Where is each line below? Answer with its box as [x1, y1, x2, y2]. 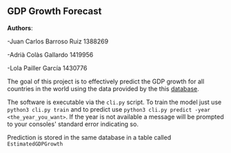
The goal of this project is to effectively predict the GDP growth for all [7, 77, 205, 85]
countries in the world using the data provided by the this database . [7, 84, 200, 92]
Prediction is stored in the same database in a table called [7, 133, 171, 141]
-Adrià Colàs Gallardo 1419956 [7, 50, 94, 59]
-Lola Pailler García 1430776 [7, 63, 88, 72]
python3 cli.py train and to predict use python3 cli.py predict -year [7, 105, 211, 113]
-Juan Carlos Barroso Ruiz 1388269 [7, 37, 109, 45]
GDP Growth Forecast [7, 6, 102, 17]
